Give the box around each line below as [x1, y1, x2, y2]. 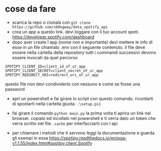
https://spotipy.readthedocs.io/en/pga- [49, 135, 127, 141]
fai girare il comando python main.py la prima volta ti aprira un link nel [12, 110, 151, 116]
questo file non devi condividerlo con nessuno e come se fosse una [5, 81, 141, 87]
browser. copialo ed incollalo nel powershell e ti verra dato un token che [12, 115, 156, 121]
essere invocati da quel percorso [12, 54, 78, 60]
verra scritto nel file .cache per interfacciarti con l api [12, 120, 118, 126]
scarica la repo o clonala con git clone [12, 19, 91, 25]
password [5, 86, 25, 92]
